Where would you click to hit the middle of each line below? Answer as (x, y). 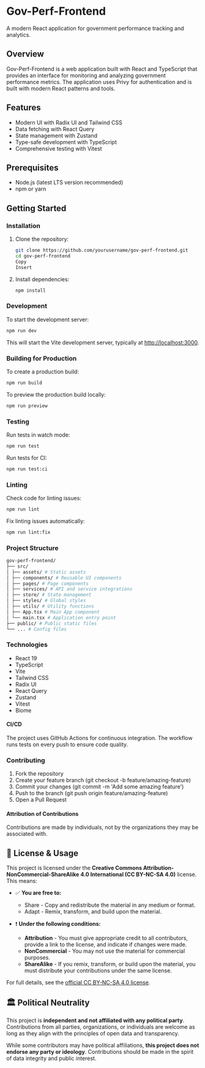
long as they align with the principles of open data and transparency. (93, 1034)
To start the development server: (48, 319)
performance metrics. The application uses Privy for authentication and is (99, 82)
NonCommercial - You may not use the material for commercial (105, 951)
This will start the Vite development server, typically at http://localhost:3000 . (103, 342)
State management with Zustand (56, 135)
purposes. (37, 958)
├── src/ (17, 566)
